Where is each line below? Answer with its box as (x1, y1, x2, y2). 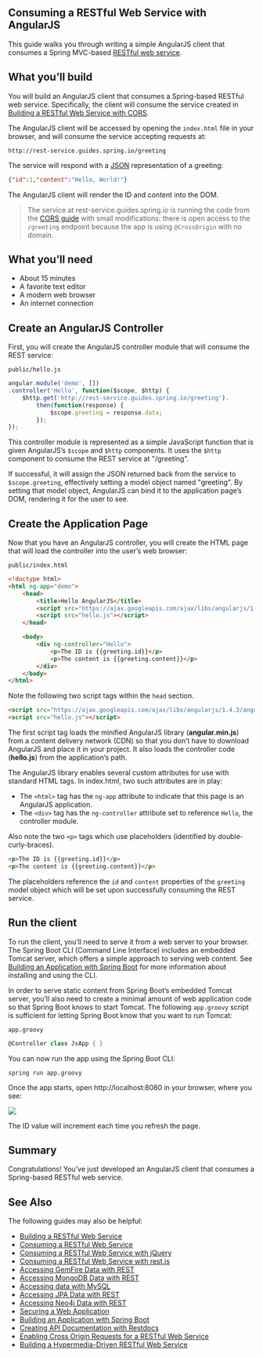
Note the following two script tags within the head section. (8, 691, 194, 701)
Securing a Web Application (19, 1307, 110, 1316)
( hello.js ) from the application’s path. (8, 753, 128, 762)
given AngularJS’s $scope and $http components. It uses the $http (8, 446, 222, 455)
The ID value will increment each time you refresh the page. (8, 1121, 201, 1130)
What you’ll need (8, 253, 93, 266)
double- (218, 832, 244, 841)
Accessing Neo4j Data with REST (19, 1298, 127, 1308)
